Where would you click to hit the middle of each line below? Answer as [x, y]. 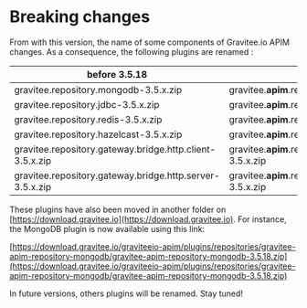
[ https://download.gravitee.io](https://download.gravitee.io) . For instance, [148, 219]
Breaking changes [80, 17]
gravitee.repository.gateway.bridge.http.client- [115, 149]
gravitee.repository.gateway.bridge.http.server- [117, 175]
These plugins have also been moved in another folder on [118, 209]
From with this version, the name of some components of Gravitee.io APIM [150, 42]
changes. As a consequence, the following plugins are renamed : [132, 51]
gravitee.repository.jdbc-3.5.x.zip [87, 104]
